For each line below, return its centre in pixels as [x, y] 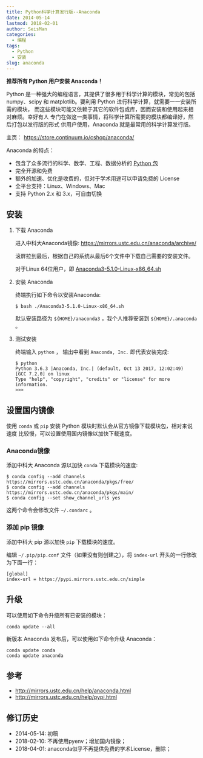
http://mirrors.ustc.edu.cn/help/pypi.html [66, 697]
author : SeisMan [27, 29]
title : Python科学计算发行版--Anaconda [53, 12]
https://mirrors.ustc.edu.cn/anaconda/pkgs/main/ [70, 493]
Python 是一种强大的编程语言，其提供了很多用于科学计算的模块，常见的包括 [101, 94]
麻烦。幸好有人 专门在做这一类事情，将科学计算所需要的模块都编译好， [100, 117]
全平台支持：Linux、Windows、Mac [60, 186]
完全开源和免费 [34, 170]
